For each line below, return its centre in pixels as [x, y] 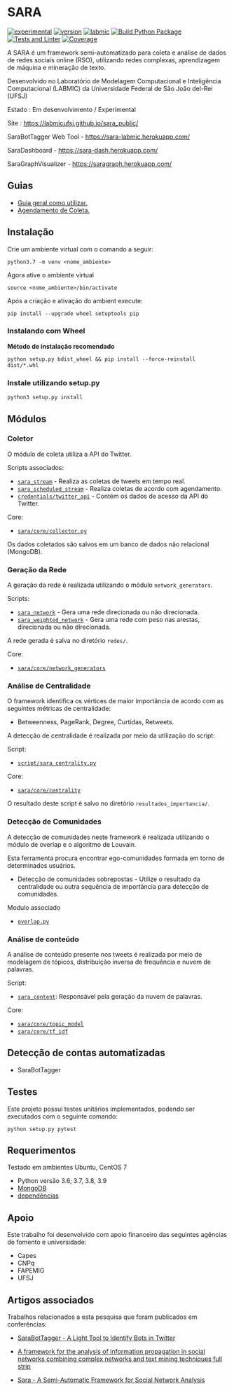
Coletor [20, 438]
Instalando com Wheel [46, 331]
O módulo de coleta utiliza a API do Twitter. [69, 454]
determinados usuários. [41, 865]
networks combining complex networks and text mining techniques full [120, 1359]
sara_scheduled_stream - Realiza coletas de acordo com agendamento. [119, 488]
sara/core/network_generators [62, 669]
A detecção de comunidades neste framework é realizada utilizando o [108, 837]
